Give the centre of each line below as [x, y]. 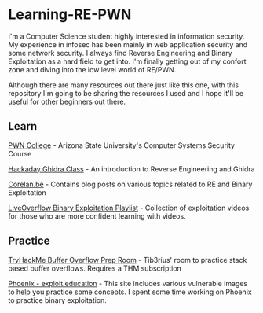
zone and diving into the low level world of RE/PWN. [92, 69]
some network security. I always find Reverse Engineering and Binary [121, 53]
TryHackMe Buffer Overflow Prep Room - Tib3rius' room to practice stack [128, 260]
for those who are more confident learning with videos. [97, 216]
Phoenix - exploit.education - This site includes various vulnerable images [128, 283]
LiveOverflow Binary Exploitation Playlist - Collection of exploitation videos [129, 208]
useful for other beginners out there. [67, 101]
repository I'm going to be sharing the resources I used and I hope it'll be [126, 93]
